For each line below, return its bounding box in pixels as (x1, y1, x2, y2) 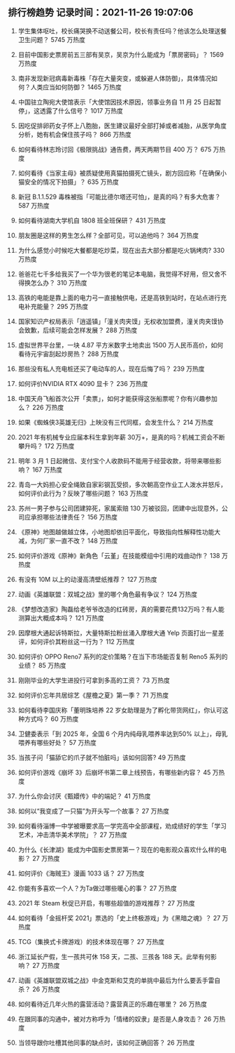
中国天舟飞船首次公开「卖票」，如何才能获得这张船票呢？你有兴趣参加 (17, 394, 218, 402)
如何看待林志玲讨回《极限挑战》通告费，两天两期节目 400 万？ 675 (17, 145, 212, 153)
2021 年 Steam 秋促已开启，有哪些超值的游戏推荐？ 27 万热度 (17, 899, 195, 907)
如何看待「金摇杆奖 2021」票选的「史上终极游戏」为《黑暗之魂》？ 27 (17, 913, 221, 922)
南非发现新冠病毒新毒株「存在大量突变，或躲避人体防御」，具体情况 (17, 74, 212, 82)
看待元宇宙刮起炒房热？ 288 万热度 (17, 350, 120, 358)
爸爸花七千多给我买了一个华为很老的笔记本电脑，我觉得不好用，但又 (17, 270, 215, 278)
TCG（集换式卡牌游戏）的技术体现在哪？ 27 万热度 (17, 937, 165, 946)
